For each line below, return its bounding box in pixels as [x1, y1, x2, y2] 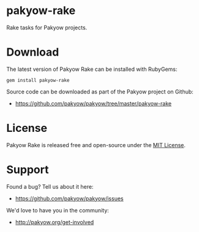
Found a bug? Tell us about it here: [6, 183, 94, 190]
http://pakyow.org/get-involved [15, 218, 94, 226]
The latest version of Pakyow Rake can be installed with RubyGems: [6, 65, 178, 73]
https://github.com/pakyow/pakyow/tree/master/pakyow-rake [15, 100, 172, 107]
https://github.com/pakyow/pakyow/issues [15, 195, 124, 202]
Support [6, 163, 49, 176]
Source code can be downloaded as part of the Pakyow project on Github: [6, 88, 194, 95]
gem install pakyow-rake [6, 77, 70, 83]
